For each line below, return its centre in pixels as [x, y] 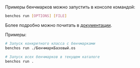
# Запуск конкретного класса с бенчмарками [50, 43]
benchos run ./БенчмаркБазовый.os [41, 48]
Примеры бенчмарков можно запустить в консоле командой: [70, 7]
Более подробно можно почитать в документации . [58, 25]
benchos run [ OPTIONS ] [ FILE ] [36, 16]
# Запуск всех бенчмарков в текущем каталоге [52, 57]
